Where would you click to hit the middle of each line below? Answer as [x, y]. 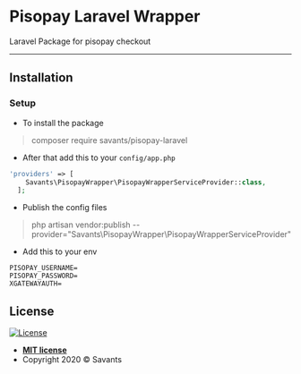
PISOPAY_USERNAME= [43, 268]
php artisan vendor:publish [81, 225]
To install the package [63, 123]
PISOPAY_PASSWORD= [43, 276]
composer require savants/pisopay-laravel [109, 140]
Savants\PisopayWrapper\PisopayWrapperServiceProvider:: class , [146, 182]
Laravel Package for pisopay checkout [80, 41]
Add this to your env [60, 251]
